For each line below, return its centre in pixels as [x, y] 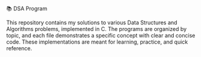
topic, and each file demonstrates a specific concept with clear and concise [101, 35]
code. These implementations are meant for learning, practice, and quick [97, 42]
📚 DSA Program [27, 8]
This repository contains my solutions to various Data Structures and [92, 22]
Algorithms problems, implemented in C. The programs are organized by [97, 29]
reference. [19, 48]
